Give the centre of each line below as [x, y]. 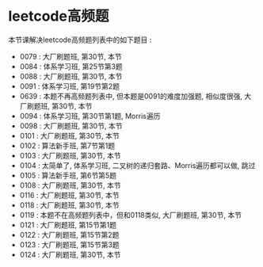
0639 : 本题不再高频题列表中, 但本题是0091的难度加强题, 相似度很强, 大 [135, 96]
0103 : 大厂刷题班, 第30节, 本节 [70, 155]
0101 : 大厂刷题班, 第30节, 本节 [70, 135]
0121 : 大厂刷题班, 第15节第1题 [68, 225]
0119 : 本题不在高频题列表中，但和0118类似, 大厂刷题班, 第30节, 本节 [130, 215]
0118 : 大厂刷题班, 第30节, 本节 [70, 205]
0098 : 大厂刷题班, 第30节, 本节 [71, 126]
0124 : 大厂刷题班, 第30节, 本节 [70, 254]
